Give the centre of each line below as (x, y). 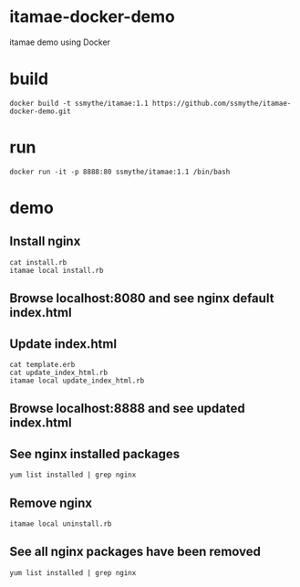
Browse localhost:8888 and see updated (127, 409)
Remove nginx (51, 503)
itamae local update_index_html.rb (77, 381)
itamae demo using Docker (60, 42)
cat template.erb (42, 365)
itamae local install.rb (57, 270)
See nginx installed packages (95, 454)
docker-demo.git (40, 111)
